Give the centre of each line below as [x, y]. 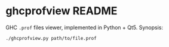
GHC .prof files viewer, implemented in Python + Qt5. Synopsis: [84, 27]
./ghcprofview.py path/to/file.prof [51, 38]
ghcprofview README [62, 11]
